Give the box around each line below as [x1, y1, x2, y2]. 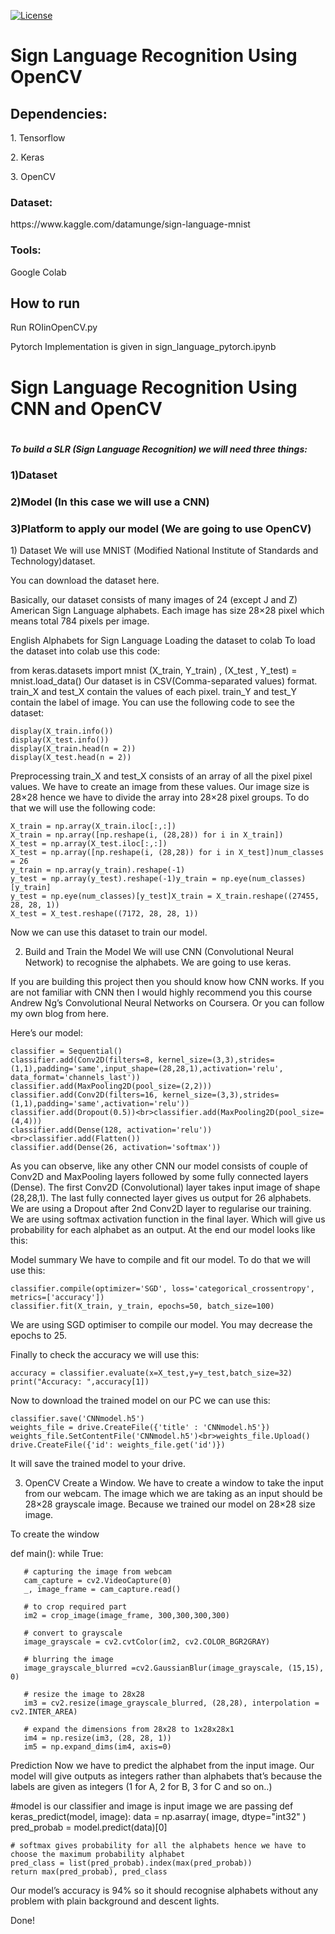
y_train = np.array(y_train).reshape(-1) [10, 865, 186, 875]
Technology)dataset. [10, 555, 96, 567]
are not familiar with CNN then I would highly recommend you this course [10, 986, 313, 999]
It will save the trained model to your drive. [10, 1458, 186, 1470]
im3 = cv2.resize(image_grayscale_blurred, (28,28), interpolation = [23, 1698, 320, 1709]
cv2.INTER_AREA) [10, 1707, 78, 1717]
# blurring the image [23, 1655, 114, 1665]
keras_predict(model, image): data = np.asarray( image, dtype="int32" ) [10, 1811, 307, 1823]
